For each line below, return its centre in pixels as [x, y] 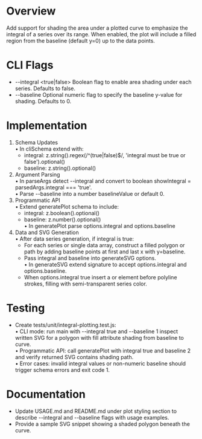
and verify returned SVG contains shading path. [74, 357]
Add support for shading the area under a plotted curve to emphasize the [97, 28]
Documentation [46, 394]
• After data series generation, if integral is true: [74, 239]
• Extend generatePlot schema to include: [67, 206]
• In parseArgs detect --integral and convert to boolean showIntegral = [103, 181]
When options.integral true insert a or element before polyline [100, 277]
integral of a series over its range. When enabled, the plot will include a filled [101, 34]
